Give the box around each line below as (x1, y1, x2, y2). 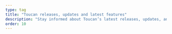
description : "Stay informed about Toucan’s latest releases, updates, (5, 16, 161, 21)
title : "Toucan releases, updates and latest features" (5, 12, 127, 17)
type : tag (5, 7, 27, 12)
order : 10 (5, 21, 27, 26)
